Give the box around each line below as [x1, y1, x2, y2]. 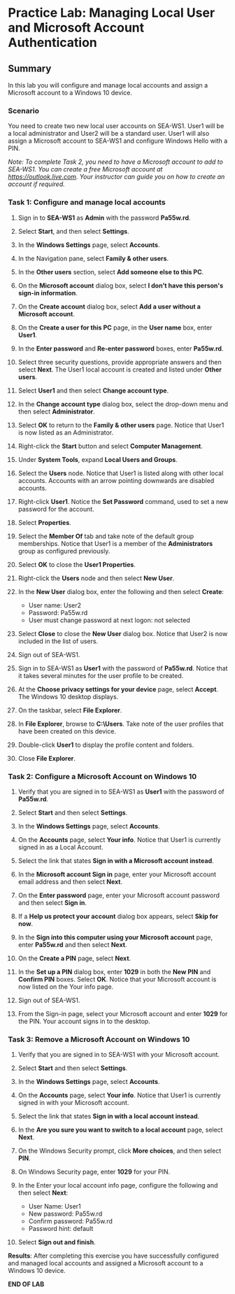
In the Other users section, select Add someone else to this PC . [17, 267, 204, 276]
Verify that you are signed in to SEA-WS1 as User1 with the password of [17, 787, 225, 796]
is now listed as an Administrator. [17, 428, 114, 437]
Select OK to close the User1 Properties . [17, 560, 136, 568]
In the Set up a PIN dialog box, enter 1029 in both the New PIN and [17, 967, 211, 976]
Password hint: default [28, 1225, 94, 1233]
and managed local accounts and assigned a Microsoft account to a [8, 1259, 204, 1267]
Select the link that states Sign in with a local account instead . [17, 1112, 200, 1120]
